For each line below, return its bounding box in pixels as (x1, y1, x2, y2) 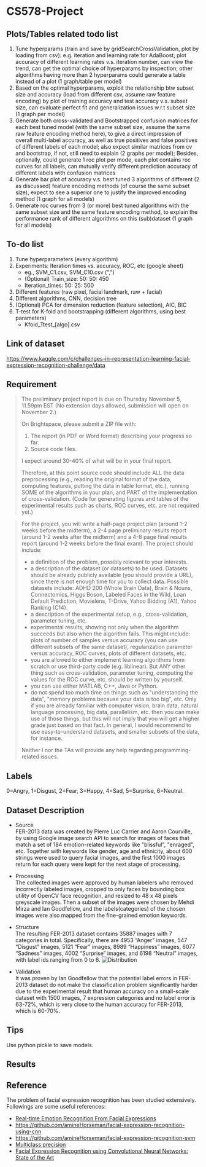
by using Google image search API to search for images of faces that (15, 835, 190, 842)
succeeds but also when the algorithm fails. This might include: (30, 630, 191, 637)
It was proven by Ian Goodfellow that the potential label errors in (15, 975, 178, 982)
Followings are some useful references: (6, 1103, 106, 1110)
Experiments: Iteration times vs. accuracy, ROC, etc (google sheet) (15, 262, 184, 269)
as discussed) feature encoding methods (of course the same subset (15, 183, 190, 189)
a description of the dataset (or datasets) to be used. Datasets (30, 565, 188, 572)
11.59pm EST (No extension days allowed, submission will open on (21, 402, 189, 409)
